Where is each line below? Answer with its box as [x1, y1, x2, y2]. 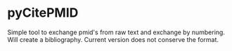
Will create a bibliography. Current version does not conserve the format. [7, 35, 219, 43]
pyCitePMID [7, 5, 79, 21]
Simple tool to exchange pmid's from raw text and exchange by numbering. [7, 28, 225, 36]
